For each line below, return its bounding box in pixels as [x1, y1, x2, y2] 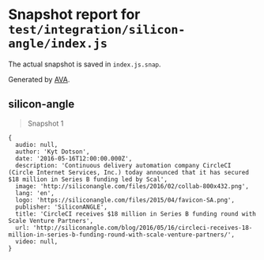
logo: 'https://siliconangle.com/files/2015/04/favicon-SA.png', [15, 196, 236, 204]
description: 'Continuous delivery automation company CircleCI [15, 161, 232, 169]
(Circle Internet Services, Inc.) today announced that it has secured [8, 168, 249, 176]
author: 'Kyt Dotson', [15, 148, 90, 156]
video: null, [15, 237, 58, 246]
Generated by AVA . [8, 74, 70, 84]
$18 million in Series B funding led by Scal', [8, 175, 168, 183]
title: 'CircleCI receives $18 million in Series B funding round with [15, 209, 257, 218]
